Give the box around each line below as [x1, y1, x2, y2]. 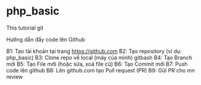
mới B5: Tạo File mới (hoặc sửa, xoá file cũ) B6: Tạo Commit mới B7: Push [6, 60, 188, 68]
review [6, 73, 23, 80]
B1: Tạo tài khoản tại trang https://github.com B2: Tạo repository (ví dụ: [6, 47, 182, 55]
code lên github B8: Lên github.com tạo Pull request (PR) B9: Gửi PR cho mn [6, 66, 196, 74]
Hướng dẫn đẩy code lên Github [6, 36, 85, 43]
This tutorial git [6, 24, 44, 31]
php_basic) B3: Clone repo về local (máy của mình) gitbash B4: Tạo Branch [6, 54, 193, 61]
